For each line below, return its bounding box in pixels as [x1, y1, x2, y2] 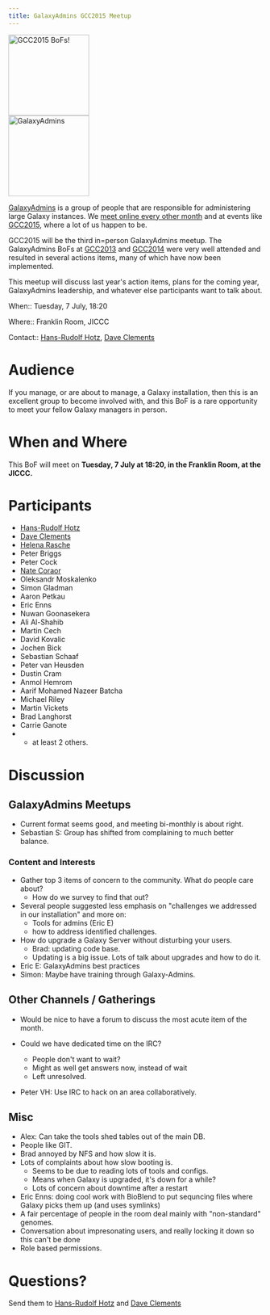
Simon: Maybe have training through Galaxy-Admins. [19, 969, 196, 979]
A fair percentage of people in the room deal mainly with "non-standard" [19, 1209, 261, 1219]
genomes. [19, 1217, 54, 1228]
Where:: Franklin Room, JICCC [8, 317, 110, 326]
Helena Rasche [19, 540, 71, 550]
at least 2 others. [31, 737, 89, 747]
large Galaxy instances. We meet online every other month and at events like [8, 211, 263, 221]
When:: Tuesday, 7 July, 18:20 [8, 300, 108, 311]
